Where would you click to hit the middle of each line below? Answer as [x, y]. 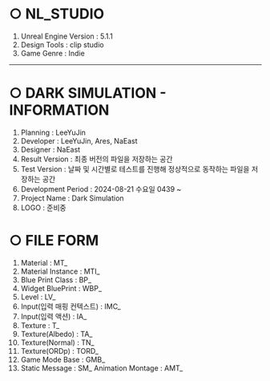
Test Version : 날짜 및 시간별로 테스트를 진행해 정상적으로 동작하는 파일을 [135, 168]
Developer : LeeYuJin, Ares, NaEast [79, 140]
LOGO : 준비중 [43, 207]
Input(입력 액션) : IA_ [54, 316]
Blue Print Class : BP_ [56, 280]
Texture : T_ [40, 325]
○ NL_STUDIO [57, 14]
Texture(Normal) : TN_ [57, 342]
